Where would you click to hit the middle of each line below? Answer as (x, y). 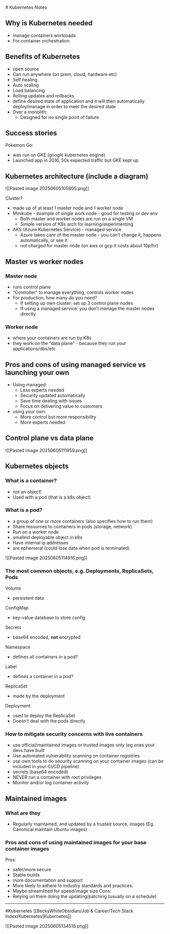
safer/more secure (32, 870)
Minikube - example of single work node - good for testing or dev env (85, 213)
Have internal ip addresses (40, 543)
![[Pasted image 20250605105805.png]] (47, 189)
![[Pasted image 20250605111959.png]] (46, 450)
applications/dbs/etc (34, 349)
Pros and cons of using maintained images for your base (76, 842)
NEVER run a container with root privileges (57, 777)
